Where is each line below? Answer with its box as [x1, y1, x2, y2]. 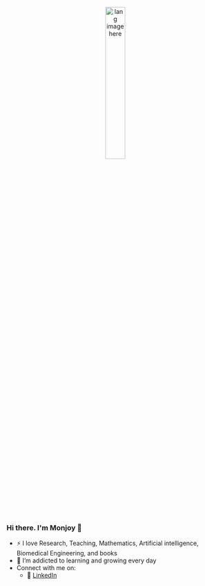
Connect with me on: [16, 564, 77, 572]
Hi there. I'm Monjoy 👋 [6, 523, 82, 533]
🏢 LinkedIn [26, 571, 57, 580]
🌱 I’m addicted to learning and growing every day [16, 556, 157, 565]
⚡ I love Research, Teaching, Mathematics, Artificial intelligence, [16, 539, 199, 547]
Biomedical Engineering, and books [16, 549, 118, 558]
